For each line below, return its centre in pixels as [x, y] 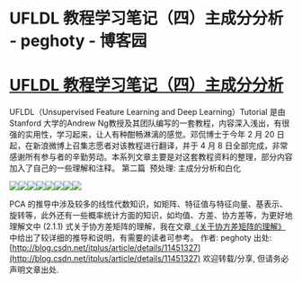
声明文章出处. [35, 270]
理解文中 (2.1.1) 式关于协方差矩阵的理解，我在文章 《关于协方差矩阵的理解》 [147, 226]
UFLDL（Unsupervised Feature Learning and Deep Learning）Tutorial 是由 [147, 112]
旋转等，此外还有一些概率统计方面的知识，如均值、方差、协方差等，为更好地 [151, 216]
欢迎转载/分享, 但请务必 [246, 259]
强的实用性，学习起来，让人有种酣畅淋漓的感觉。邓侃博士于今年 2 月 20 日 [147, 135]
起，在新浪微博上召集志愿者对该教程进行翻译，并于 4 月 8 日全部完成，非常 [149, 146]
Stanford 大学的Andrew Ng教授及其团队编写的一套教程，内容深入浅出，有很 [150, 123]
